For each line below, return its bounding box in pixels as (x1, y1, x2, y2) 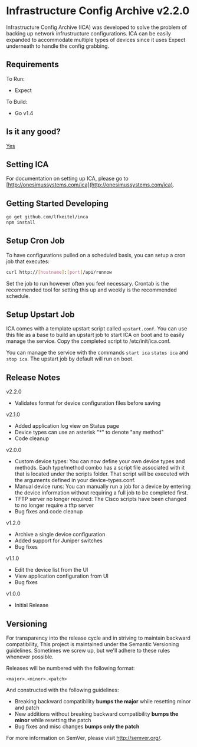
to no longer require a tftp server (14, 502, 94, 509)
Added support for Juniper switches (14, 537, 103, 544)
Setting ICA (6, 159, 49, 169)
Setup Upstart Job (6, 310, 75, 320)
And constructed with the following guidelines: (6, 686, 119, 694)
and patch (14, 704, 40, 712)
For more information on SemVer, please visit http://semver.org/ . (6, 735, 162, 742)
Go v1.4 (14, 109, 34, 116)
